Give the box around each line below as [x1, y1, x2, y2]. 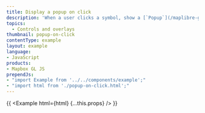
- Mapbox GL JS [6, 65, 45, 72]
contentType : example [6, 37, 62, 43]
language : [6, 49, 32, 55]
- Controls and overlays [12, 26, 75, 32]
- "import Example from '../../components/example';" [6, 77, 146, 83]
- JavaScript [6, 54, 40, 60]
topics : [6, 20, 26, 26]
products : [6, 60, 32, 66]
